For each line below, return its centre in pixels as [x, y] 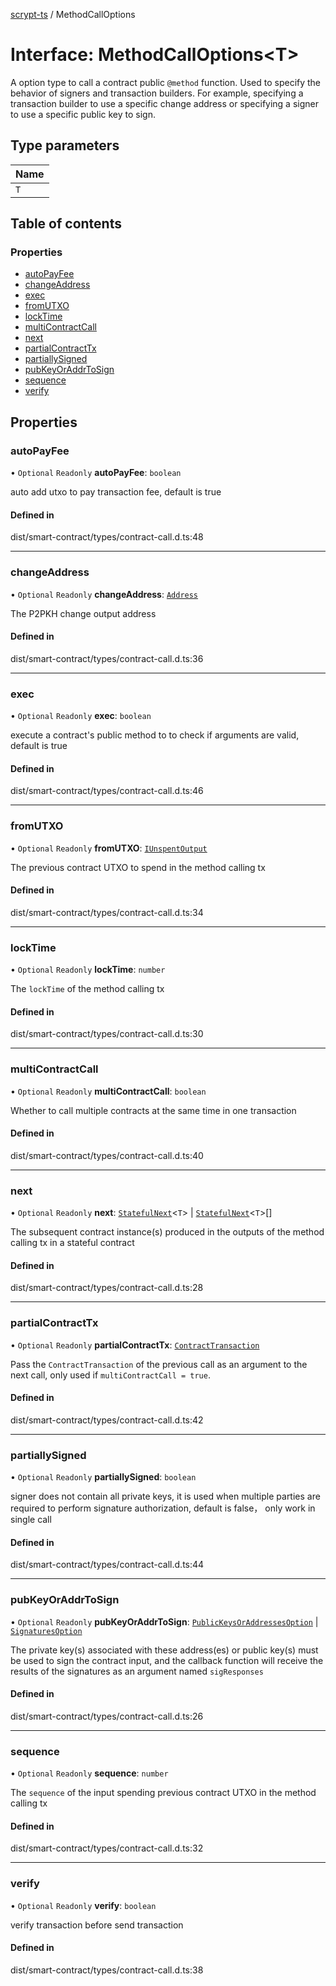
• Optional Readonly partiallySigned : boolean [103, 1477]
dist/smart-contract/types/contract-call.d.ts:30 [107, 1034]
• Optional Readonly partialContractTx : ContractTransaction [135, 1345]
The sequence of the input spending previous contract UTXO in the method [163, 1793]
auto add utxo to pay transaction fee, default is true [116, 492]
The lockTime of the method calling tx [87, 989]
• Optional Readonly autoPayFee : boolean [96, 473]
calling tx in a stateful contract [72, 1243]
